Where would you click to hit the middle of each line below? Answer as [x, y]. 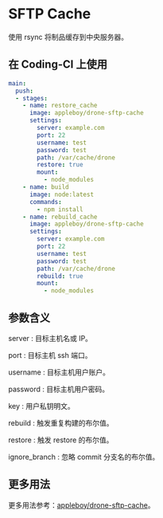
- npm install [60, 209]
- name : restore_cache [60, 106]
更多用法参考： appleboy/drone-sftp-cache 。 [81, 505]
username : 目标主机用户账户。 [59, 372]
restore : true [60, 165]
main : [17, 83]
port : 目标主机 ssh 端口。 [50, 355]
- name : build [46, 187]
